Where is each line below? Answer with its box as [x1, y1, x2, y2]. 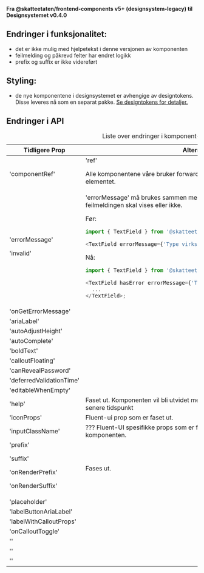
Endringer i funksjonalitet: [6, 29, 107, 39]
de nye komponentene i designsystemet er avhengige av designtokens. [15, 92, 194, 99]
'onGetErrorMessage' [9, 307, 71, 316]
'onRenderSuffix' [9, 482, 58, 490]
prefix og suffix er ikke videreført [15, 58, 98, 66]
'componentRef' [9, 170, 56, 178]
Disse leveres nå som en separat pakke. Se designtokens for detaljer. [15, 98, 188, 106]
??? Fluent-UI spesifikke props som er [85, 423, 194, 432]
